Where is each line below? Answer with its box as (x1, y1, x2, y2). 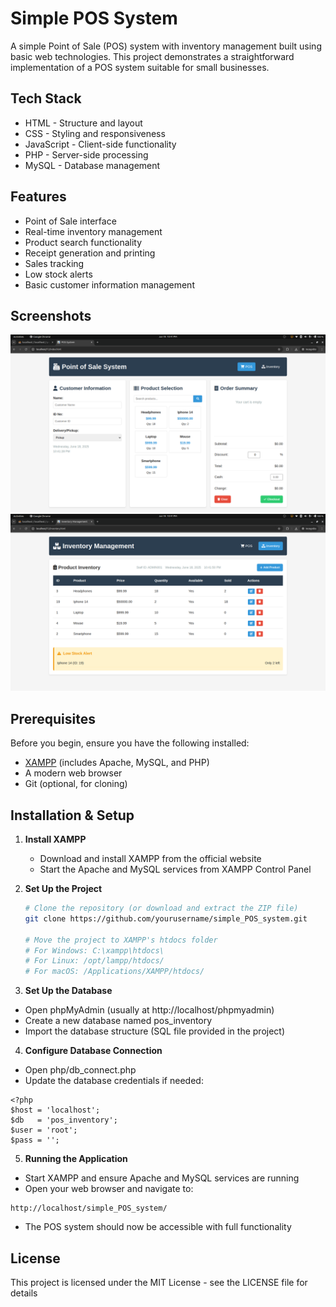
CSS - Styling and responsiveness (24, 127, 166, 139)
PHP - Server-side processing (24, 148, 149, 161)
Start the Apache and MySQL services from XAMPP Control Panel (39, 863, 312, 875)
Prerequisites (10, 710, 96, 727)
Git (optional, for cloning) (24, 778, 128, 790)
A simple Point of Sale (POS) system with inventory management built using (10, 40, 322, 52)
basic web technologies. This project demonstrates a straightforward (10, 50, 295, 62)
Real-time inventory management (24, 225, 163, 237)
